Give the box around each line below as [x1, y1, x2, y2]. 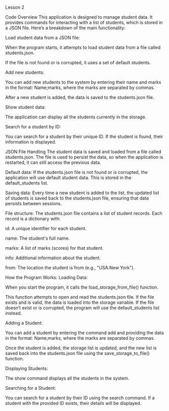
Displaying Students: [5, 366, 48, 371]
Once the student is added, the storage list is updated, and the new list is [5, 345, 157, 351]
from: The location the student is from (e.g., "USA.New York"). [5, 265, 135, 270]
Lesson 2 [5, 5, 24, 10]
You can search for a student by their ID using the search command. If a [5, 395, 155, 401]
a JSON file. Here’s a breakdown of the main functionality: [5, 25, 126, 31]
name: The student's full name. [5, 235, 70, 241]
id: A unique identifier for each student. [5, 225, 87, 232]
